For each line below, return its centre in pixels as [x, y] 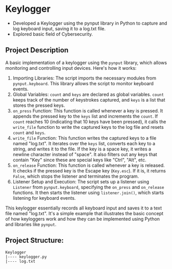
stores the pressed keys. [39, 105]
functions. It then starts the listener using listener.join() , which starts [88, 193]
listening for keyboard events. [44, 198]
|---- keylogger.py [26, 257]
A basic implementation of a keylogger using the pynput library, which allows [86, 63]
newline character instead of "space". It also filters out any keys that [85, 154]
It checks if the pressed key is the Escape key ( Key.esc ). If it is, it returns [89, 170]
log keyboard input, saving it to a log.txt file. [59, 28]
